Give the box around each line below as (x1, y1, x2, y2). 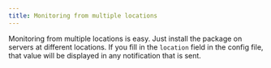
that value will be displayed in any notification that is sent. (8, 50, 201, 60)
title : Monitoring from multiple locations (8, 11, 158, 20)
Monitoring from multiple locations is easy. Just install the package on (8, 34, 243, 43)
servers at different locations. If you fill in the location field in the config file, (8, 42, 264, 52)
